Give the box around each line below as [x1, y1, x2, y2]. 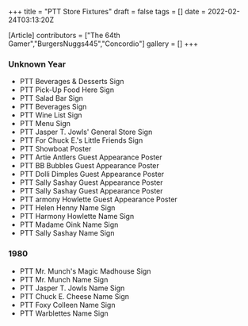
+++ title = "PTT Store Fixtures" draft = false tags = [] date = [8, 7, 206, 16]
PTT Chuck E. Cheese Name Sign [19, 291, 129, 301]
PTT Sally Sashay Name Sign [19, 228, 115, 238]
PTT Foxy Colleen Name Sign [19, 300, 116, 309]
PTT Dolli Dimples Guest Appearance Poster [19, 170, 165, 179]
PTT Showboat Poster [19, 144, 92, 154]
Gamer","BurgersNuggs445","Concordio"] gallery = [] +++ [8, 39, 199, 48]
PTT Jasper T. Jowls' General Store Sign [19, 127, 153, 137]
